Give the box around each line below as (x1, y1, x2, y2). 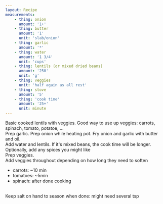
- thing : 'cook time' (14, 96, 60, 101)
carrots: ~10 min (12, 167, 47, 173)
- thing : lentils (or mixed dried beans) (14, 64, 103, 69)
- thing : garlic (14, 40, 49, 45)
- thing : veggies (14, 78, 51, 83)
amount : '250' (18, 69, 49, 74)
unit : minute (18, 106, 47, 111)
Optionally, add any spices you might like (5, 147, 91, 152)
